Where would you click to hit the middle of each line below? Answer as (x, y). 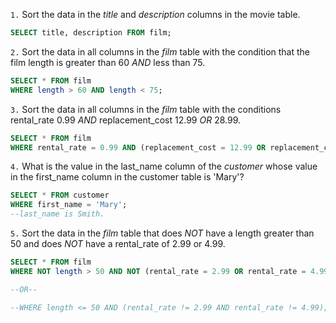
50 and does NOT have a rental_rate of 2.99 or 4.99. (118, 243)
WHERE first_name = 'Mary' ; (69, 205)
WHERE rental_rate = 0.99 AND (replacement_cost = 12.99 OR (138, 147)
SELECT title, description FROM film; (91, 33)
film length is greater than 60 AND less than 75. (108, 62)
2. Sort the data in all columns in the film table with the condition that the (160, 51)
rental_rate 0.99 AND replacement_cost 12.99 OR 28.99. (126, 120)
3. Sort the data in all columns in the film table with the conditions (146, 109)
